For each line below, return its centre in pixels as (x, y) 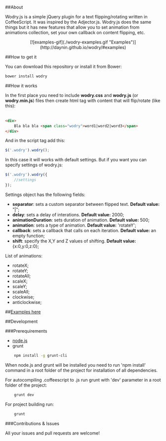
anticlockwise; (27, 302)
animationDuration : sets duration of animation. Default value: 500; (81, 220)
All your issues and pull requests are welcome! (52, 433)
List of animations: (24, 256)
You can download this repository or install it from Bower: (63, 67)
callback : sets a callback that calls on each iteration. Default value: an (84, 230)
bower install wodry (26, 76)
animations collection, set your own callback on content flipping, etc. (75, 32)
